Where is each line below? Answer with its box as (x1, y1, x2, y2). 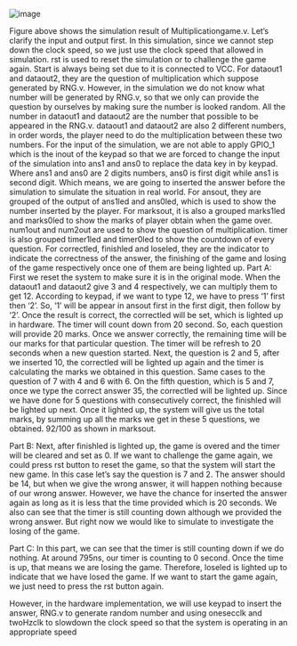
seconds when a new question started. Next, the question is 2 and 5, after (9, 348, 280, 358)
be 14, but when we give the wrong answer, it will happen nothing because (9, 478, 283, 489)
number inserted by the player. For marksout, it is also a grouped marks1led (9, 206, 286, 216)
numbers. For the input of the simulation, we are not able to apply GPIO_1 (9, 139, 276, 150)
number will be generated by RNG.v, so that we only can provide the (9, 92, 260, 102)
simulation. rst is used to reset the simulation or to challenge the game (9, 54, 267, 64)
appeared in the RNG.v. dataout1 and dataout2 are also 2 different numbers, (9, 120, 287, 131)
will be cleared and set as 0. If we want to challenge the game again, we (9, 450, 274, 461)
